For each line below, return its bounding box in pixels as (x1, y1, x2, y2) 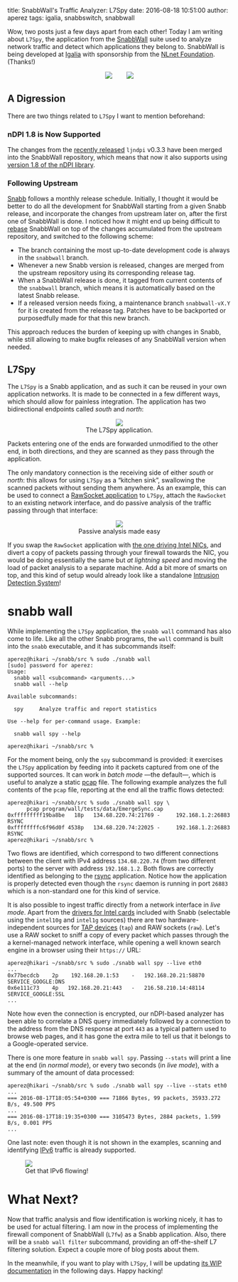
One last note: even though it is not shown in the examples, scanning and (7, 1138, 222, 1147)
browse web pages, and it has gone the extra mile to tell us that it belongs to (7, 1032, 231, 1040)
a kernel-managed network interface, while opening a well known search (7, 938, 221, 947)
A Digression (7, 92, 66, 105)
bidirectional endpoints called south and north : (7, 405, 144, 414)
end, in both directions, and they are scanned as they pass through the (7, 447, 215, 456)
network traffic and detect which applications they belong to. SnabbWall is (7, 43, 225, 50)
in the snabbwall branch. (17, 254, 90, 262)
